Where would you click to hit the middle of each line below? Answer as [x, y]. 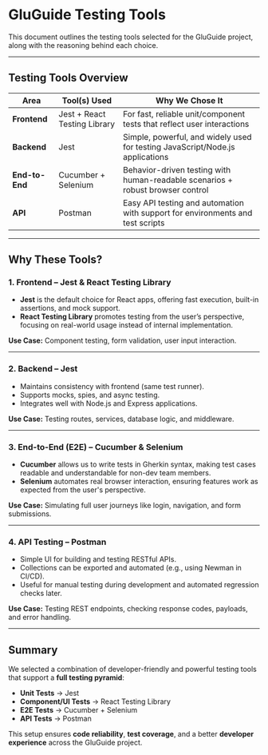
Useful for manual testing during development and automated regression [139, 585]
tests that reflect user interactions [186, 124]
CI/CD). [32, 576]
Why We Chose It [189, 100]
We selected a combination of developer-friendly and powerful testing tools [132, 670]
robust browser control [166, 189]
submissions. [30, 514]
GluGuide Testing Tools [87, 15]
